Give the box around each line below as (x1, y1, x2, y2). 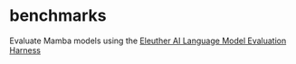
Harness (9, 44, 41, 55)
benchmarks (9, 5, 107, 26)
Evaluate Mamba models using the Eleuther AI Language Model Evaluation (9, 35, 287, 46)
